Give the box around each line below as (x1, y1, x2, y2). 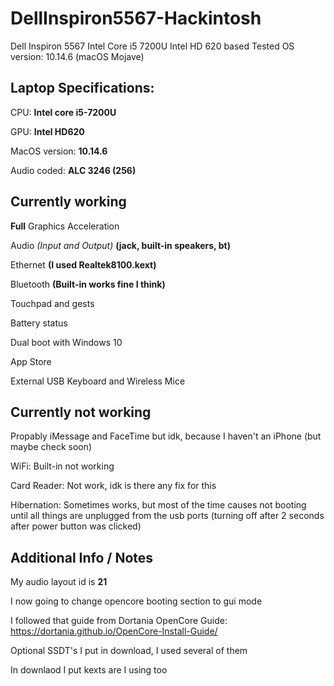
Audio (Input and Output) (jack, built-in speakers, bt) (10, 239, 231, 251)
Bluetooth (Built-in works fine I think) (10, 278, 166, 290)
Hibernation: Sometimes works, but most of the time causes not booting (10, 499, 307, 511)
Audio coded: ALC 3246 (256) (10, 164, 137, 176)
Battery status (10, 317, 68, 329)
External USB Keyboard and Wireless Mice (10, 375, 186, 387)
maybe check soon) (10, 441, 93, 453)
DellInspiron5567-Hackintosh (10, 7, 262, 30)
